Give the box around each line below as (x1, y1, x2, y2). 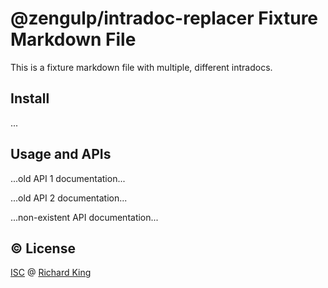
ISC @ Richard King (10, 267, 92, 279)
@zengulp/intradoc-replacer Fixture (10, 7, 319, 30)
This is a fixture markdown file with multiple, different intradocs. (10, 61, 273, 73)
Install (10, 90, 50, 107)
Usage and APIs (10, 146, 112, 163)
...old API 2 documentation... (10, 192, 128, 204)
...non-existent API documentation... (10, 211, 159, 223)
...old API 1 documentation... (10, 172, 126, 184)
